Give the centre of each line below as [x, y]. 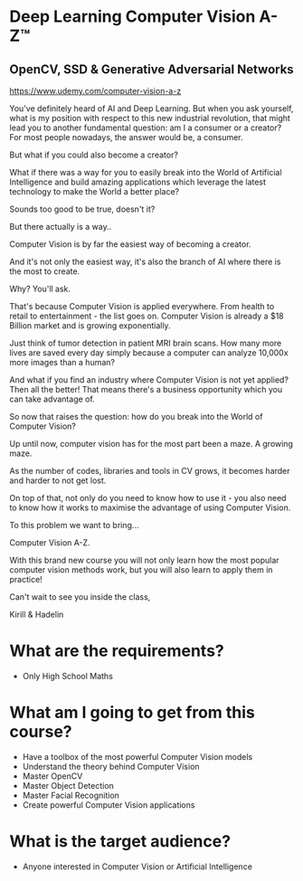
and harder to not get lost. [58, 480]
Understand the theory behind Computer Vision [111, 766]
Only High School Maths [67, 676]
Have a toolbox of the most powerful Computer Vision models [137, 756]
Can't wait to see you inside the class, [80, 597]
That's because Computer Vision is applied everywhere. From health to [142, 306]
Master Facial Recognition [71, 795]
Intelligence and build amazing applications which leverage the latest [138, 182]
